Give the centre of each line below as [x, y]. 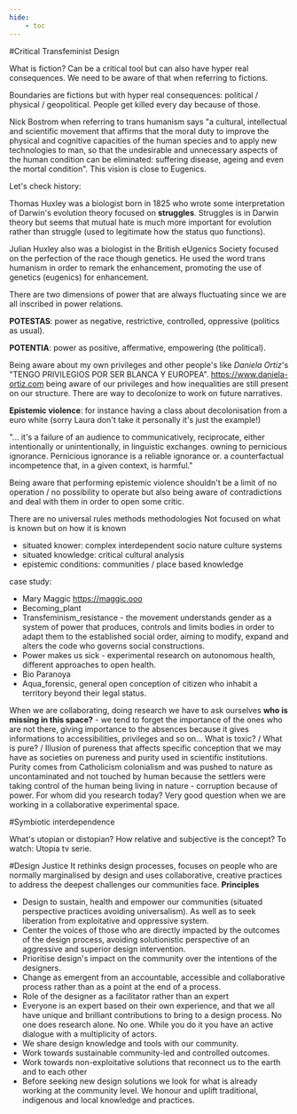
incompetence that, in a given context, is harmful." [101, 465]
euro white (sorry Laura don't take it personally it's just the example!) [135, 419]
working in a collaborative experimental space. [94, 804]
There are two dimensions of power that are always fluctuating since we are [148, 294]
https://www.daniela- [249, 374]
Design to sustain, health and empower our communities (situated [142, 902]
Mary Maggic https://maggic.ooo [82, 598]
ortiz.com [27, 384]
